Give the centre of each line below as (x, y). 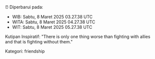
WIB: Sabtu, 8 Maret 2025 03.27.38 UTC (52, 17)
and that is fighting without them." (39, 42)
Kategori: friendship (25, 51)
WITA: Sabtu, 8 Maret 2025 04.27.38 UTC (54, 22)
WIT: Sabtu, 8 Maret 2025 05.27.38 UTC (52, 27)
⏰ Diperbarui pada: (24, 7)
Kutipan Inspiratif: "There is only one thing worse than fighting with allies (78, 37)
